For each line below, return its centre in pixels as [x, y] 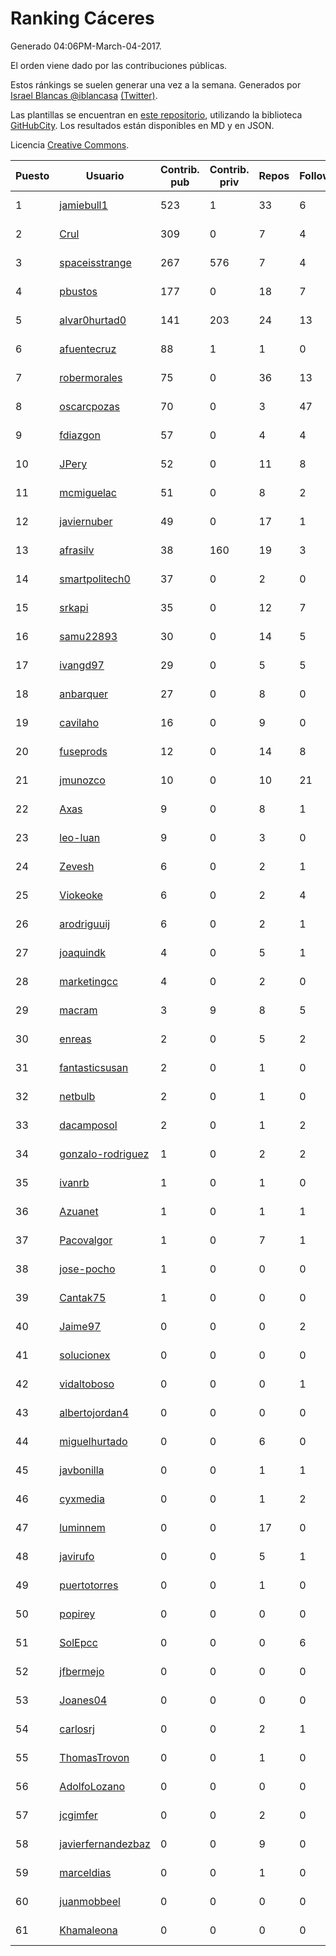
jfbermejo [82, 1671]
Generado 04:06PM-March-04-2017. [86, 46]
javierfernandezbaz [105, 1844]
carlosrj [77, 1729]
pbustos [78, 291]
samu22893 [88, 636]
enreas [75, 1039]
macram [78, 1010]
